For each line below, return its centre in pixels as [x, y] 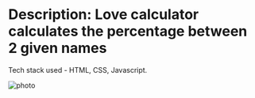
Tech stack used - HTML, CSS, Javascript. [78, 70]
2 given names [58, 48]
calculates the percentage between [128, 31]
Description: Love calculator [104, 15]
